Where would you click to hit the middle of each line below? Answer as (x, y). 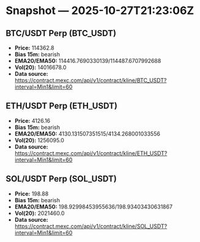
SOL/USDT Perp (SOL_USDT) (61, 179)
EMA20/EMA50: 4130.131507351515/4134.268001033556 (87, 134)
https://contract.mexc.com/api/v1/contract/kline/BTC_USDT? (91, 80)
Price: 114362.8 (34, 48)
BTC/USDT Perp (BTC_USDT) (61, 33)
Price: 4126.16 (32, 120)
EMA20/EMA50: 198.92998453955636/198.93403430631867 (93, 207)
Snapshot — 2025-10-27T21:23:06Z (100, 11)
